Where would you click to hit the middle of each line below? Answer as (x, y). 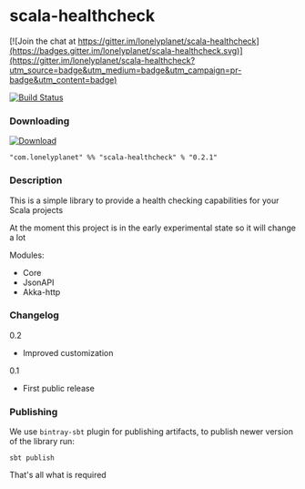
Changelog (34, 315)
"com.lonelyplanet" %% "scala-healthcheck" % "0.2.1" (114, 158)
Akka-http (41, 291)
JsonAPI (38, 282)
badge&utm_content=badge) (63, 79)
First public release (59, 388)
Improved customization (68, 352)
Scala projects (36, 209)
